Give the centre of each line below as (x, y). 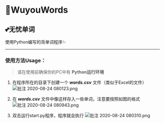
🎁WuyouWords (37, 10)
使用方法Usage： (26, 60)
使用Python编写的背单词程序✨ (36, 42)
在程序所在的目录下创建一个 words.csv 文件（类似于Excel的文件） (79, 82)
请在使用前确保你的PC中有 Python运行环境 (60, 72)
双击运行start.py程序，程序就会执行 (48, 116)
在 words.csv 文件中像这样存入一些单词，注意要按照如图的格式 (76, 99)
